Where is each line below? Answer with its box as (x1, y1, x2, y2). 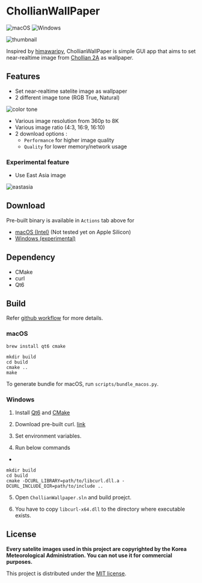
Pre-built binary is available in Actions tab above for (6, 216, 135, 224)
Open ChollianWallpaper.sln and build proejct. (14, 494, 132, 501)
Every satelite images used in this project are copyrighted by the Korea (6, 545, 187, 552)
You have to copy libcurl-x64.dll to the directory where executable (14, 505, 185, 513)
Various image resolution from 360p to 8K (14, 117, 119, 124)
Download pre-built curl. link (14, 421, 86, 428)
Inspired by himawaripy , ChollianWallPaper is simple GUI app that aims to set (6, 47, 196, 55)
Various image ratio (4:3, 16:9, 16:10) (14, 124, 105, 131)
